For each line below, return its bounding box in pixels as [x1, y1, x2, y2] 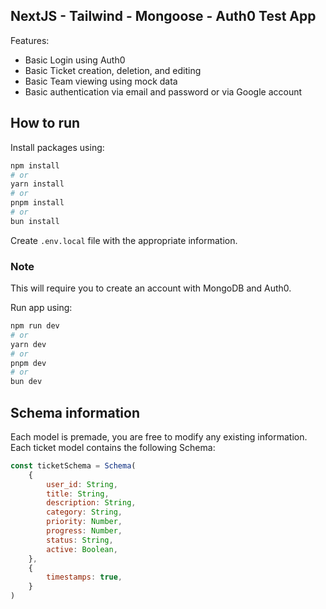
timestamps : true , [46, 572, 123, 583]
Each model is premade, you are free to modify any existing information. [10, 430, 308, 443]
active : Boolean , [46, 544, 118, 554]
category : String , [46, 507, 123, 518]
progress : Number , [46, 526, 123, 536]
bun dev [10, 377, 43, 387]
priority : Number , [46, 517, 123, 527]
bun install [10, 216, 60, 226]
